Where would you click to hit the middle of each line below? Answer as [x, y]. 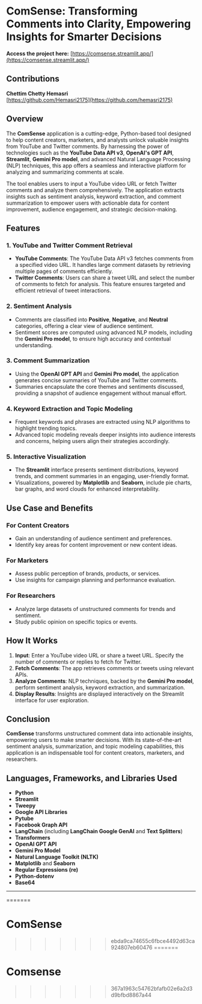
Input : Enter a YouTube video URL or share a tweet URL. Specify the [99, 655]
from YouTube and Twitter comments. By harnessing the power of [88, 146]
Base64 [25, 883]
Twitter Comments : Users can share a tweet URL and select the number [105, 278]
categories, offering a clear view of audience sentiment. [84, 326]
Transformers [32, 838]
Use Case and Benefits [50, 508]
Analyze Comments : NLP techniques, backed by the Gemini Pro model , [104, 681]
